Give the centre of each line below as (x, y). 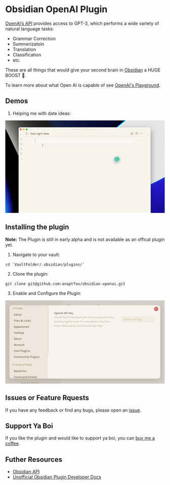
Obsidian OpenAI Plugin (56, 9)
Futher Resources (34, 459)
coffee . (13, 443)
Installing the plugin (37, 227)
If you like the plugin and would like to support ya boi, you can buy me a (80, 438)
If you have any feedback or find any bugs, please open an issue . (73, 410)
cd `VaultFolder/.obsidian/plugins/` (45, 265)
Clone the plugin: (30, 274)
